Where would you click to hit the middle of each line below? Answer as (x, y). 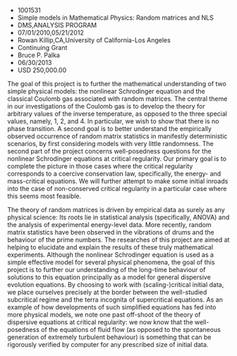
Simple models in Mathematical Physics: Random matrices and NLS (115, 18)
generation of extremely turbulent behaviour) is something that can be (109, 337)
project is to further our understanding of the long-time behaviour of (107, 270)
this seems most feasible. (44, 196)
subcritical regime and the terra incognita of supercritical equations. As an (115, 300)
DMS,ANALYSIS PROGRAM (57, 25)
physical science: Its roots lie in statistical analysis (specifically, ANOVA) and (119, 217)
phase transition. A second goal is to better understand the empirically (109, 129)
